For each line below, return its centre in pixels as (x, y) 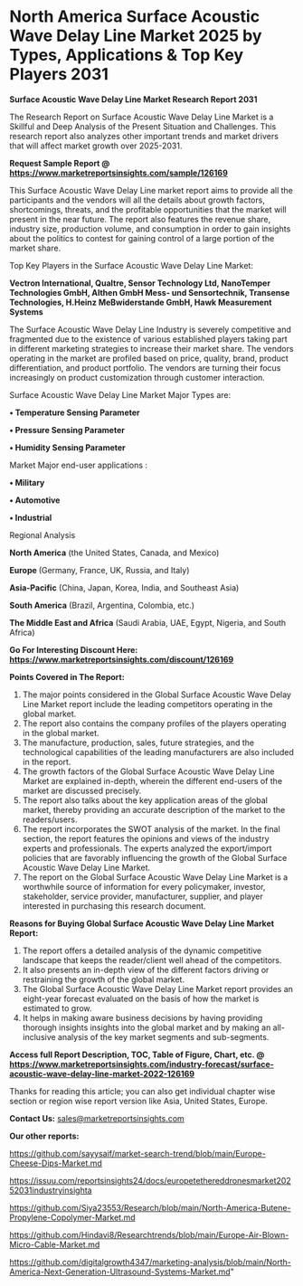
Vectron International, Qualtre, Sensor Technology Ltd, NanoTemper (140, 283)
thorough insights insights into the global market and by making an (147, 1027)
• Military (27, 482)
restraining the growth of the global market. (104, 979)
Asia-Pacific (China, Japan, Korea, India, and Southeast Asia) (124, 587)
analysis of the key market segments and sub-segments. (163, 1036)
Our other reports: (44, 1136)
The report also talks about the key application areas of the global (145, 800)
